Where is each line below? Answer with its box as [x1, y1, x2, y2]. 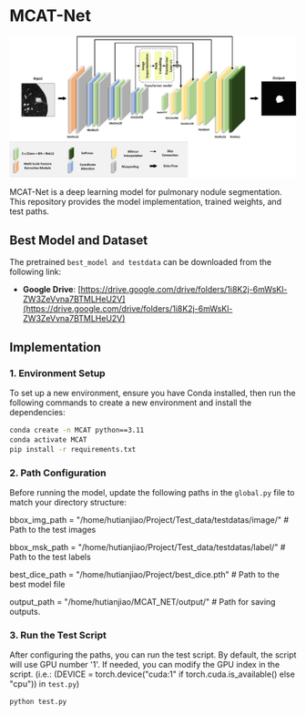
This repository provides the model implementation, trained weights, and [9, 197, 282, 208]
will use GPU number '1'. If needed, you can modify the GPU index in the [9, 659, 280, 670]
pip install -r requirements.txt [9, 444, 137, 454]
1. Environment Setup [9, 366, 107, 379]
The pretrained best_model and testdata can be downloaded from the [9, 257, 272, 268]
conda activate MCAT [9, 434, 88, 444]
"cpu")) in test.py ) [9, 679, 80, 689]
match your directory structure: [9, 496, 127, 507]
